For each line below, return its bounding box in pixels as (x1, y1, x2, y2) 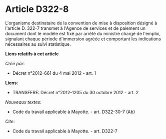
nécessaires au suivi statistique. (5, 41, 71, 47)
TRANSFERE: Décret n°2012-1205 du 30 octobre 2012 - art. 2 (12, 89, 139, 95)
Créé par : (5, 60, 25, 66)
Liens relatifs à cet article (5, 51, 59, 57)
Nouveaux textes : (5, 99, 41, 105)
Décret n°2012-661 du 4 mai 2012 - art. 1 (12, 70, 96, 76)
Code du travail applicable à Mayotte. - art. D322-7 (12, 128, 118, 134)
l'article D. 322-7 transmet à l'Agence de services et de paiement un (5, 25, 146, 31)
